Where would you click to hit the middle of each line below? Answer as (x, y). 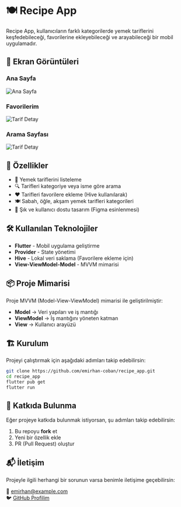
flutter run (20, 388)
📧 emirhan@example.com (37, 491)
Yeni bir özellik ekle (38, 437)
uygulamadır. (22, 43)
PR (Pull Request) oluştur (44, 443)
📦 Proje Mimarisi (38, 284)
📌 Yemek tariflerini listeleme (48, 180)
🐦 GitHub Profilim (28, 498)
